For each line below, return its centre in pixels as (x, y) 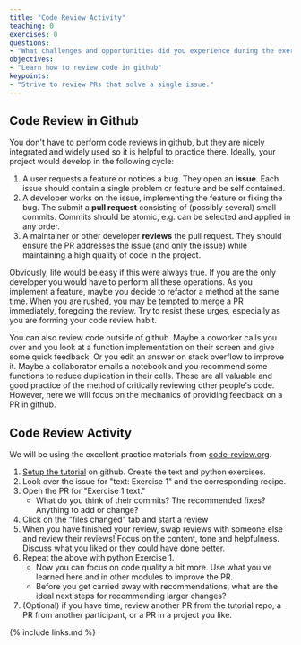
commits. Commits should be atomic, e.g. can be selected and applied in (156, 217)
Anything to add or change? (87, 510)
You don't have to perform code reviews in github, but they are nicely (137, 142)
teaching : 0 (31, 26)
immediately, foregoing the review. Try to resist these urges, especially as (145, 311)
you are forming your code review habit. (83, 321)
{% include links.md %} (53, 632)
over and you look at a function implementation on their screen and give (142, 348)
